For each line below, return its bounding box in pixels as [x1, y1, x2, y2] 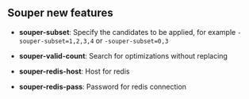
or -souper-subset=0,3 [95, 36, 169, 45]
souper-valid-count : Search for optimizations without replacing [18, 51, 228, 60]
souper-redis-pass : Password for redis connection [18, 82, 187, 91]
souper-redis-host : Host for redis [18, 67, 130, 76]
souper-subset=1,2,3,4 [18, 37, 94, 45]
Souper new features [7, 6, 113, 20]
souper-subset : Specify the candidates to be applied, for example [18, 27, 236, 36]
